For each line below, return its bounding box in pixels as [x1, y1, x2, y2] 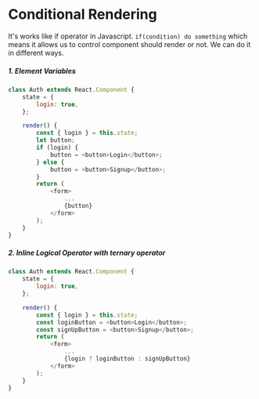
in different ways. [8, 48, 64, 57]
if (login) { [36, 143, 79, 152]
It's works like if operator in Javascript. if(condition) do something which [8, 31, 248, 41]
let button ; [36, 136, 76, 144]
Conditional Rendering [8, 5, 158, 24]
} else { [36, 158, 65, 166]
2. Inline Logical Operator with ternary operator [8, 248, 166, 257]
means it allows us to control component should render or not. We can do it [8, 39, 251, 49]
